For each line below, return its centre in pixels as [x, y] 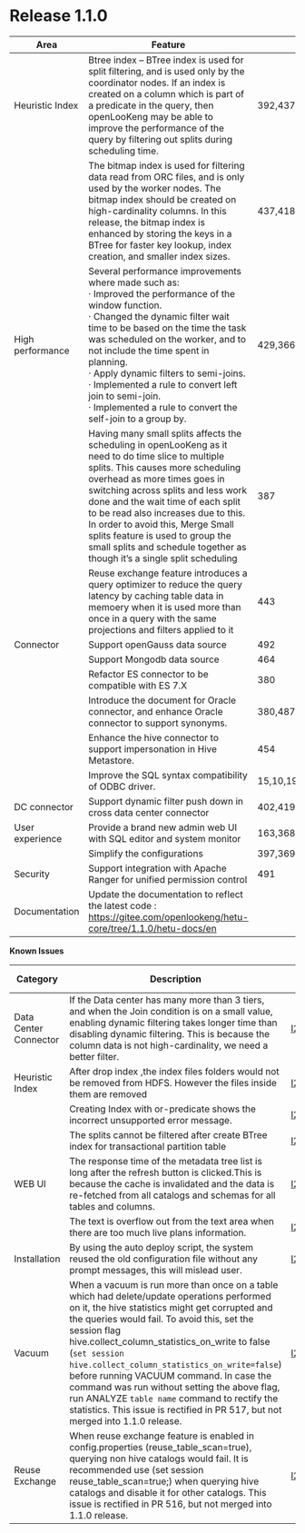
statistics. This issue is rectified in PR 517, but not [176, 1409]
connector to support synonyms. [158, 723]
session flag [95, 1330]
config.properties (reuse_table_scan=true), [161, 1447]
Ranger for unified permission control [168, 879]
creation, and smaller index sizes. [159, 256]
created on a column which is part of [167, 94]
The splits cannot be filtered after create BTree [168, 1134]
